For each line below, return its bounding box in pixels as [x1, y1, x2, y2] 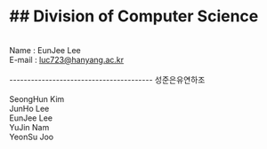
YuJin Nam [9, 122, 50, 132]
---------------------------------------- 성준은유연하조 [9, 74, 206, 85]
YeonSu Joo [9, 131, 54, 142]
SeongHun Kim [9, 93, 65, 104]
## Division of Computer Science [9, 6, 259, 27]
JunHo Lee [9, 103, 50, 114]
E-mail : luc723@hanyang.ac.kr [9, 54, 125, 65]
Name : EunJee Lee [9, 44, 82, 55]
